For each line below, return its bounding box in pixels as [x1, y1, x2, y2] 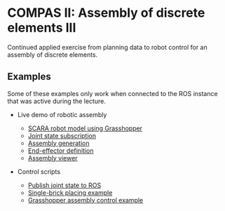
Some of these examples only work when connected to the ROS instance [7, 89, 219, 97]
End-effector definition [27, 146, 94, 155]
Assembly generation [27, 139, 90, 147]
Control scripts [17, 167, 61, 176]
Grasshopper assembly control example [27, 196, 144, 204]
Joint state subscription [27, 131, 97, 139]
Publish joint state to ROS [27, 181, 102, 189]
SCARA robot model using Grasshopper [27, 124, 142, 132]
